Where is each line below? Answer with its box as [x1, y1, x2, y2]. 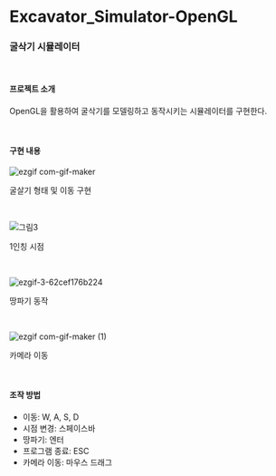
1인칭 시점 [9, 240, 45, 251]
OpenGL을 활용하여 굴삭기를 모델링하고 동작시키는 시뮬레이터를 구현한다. [9, 105, 268, 116]
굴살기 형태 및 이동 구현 [9, 184, 92, 196]
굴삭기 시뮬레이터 [9, 41, 81, 53]
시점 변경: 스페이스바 [22, 423, 96, 434]
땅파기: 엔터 [22, 434, 65, 445]
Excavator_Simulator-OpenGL [9, 6, 238, 27]
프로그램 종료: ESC [22, 446, 90, 457]
